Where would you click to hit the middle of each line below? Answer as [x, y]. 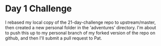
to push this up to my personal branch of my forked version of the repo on [80, 33]
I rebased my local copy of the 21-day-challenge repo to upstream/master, [80, 22]
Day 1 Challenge [39, 9]
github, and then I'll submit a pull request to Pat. [54, 38]
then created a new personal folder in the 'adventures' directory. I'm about [81, 27]
